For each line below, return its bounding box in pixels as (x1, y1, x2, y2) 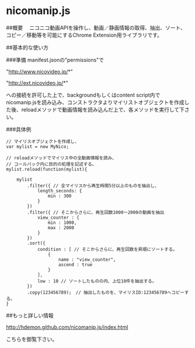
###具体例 (6, 126, 32, 133)
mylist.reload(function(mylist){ (6, 166, 88, 172)
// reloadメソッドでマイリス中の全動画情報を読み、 (6, 155, 117, 161)
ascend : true (58, 261, 93, 267)
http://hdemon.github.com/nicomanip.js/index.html (6, 323, 128, 330)
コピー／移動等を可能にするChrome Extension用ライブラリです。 (6, 31, 162, 39)
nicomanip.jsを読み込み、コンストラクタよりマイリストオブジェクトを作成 (6, 98, 185, 106)
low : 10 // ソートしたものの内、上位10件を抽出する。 (37, 278, 157, 284)
